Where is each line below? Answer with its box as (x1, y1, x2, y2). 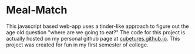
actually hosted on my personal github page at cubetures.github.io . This (6, 35, 180, 42)
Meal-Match (6, 3, 68, 17)
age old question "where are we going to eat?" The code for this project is (6, 28, 186, 35)
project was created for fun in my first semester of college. (6, 41, 149, 48)
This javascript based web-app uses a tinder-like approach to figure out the (6, 23, 189, 30)
